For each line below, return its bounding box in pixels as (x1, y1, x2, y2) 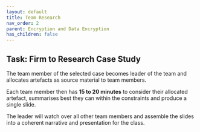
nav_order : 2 (6, 20, 39, 26)
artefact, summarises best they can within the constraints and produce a (6, 94, 187, 102)
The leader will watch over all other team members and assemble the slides (6, 113, 195, 120)
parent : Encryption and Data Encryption (6, 25, 110, 32)
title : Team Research (6, 15, 61, 21)
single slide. (6, 101, 36, 108)
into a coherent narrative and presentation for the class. (6, 119, 145, 126)
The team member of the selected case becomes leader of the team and (6, 70, 187, 77)
